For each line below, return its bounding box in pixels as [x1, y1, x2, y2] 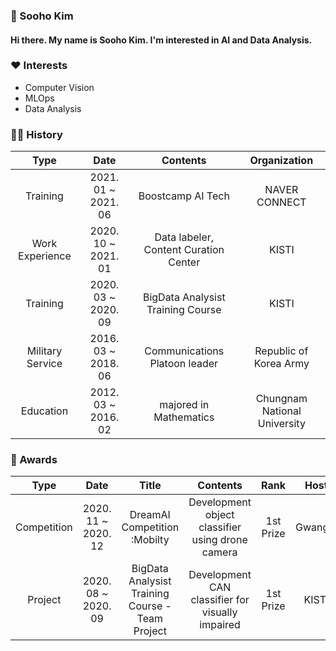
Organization [249, 154, 314, 168]
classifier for [190, 593, 250, 607]
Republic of [254, 344, 309, 358]
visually [201, 605, 238, 619]
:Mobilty [130, 533, 170, 547]
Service [26, 357, 63, 371]
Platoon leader [149, 357, 219, 371]
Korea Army [253, 357, 310, 371]
